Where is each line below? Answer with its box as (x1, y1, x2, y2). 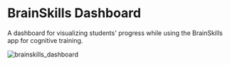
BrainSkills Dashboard (7, 5, 141, 21)
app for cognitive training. (7, 36, 83, 44)
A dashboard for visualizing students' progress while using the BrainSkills (7, 29, 223, 37)
